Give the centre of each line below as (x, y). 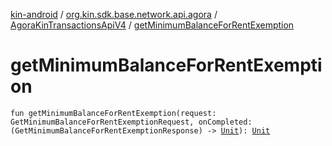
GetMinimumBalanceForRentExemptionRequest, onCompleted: (131, 122)
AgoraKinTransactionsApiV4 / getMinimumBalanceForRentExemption (152, 25)
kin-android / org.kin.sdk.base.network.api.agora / (114, 14)
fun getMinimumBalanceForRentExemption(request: (113, 113)
